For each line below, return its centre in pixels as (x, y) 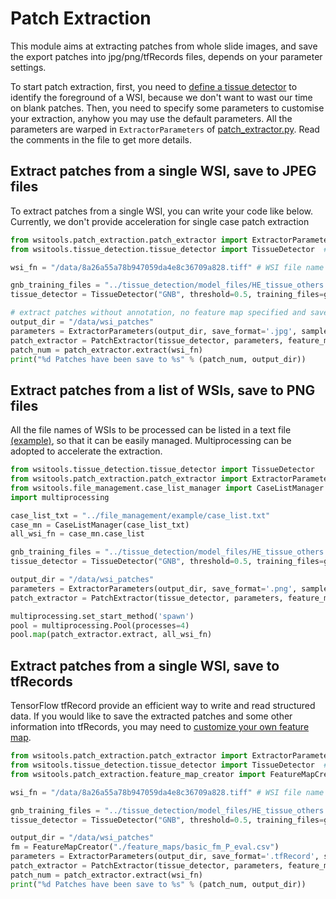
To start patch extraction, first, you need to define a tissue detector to (154, 86)
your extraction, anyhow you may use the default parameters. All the (151, 118)
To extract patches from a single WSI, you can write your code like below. (162, 211)
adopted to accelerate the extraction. (86, 451)
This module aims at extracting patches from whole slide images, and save (164, 46)
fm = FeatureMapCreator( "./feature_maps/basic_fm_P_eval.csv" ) (145, 847)
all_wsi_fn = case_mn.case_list (77, 534)
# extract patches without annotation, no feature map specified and (158, 313)
